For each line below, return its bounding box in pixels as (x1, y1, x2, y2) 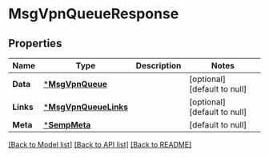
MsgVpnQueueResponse (8, 5, 179, 23)
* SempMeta (42, 120, 91, 130)
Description (135, 61, 182, 71)
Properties (8, 37, 62, 50)
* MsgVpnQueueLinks (42, 101, 128, 112)
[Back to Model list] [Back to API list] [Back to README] (8, 140, 192, 149)
